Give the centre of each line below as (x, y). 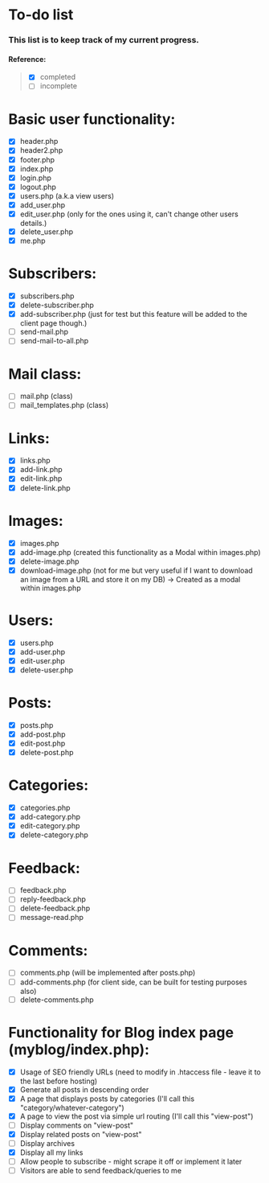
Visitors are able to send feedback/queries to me (101, 1171)
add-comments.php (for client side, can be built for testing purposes (133, 982)
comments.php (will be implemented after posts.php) (108, 973)
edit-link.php (41, 479)
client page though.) (53, 323)
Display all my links (51, 1152)
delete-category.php (54, 835)
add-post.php (43, 734)
